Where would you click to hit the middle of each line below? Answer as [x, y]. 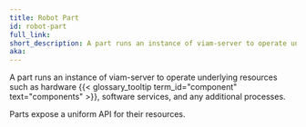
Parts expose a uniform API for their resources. [97, 114]
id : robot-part [38, 26]
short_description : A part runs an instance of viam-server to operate [148, 43]
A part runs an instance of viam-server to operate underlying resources [143, 77]
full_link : [30, 34]
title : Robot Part [44, 18]
